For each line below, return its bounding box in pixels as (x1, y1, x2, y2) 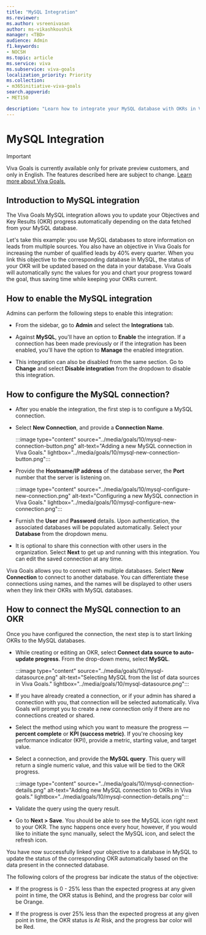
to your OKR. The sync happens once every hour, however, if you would (15, 823, 197, 831)
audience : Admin (6, 37, 48, 44)
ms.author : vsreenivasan (6, 20, 70, 26)
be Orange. (15, 898, 44, 906)
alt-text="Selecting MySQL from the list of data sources (59, 673, 200, 681)
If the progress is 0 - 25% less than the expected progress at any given (15, 885, 196, 892)
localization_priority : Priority (6, 72, 92, 78)
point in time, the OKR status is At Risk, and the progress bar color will (15, 916, 192, 924)
